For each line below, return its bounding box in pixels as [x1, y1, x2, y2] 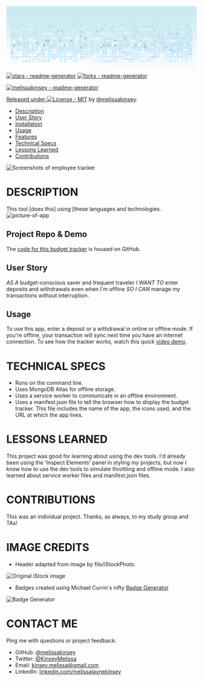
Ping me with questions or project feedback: [6, 637, 117, 644]
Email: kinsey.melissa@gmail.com [14, 662, 99, 669]
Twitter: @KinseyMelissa [14, 655, 77, 662]
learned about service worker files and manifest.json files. [6, 472, 151, 479]
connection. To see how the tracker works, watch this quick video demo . [6, 338, 187, 345]
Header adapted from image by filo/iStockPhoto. [14, 561, 136, 568]
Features [14, 133, 37, 140]
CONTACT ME [6, 617, 78, 631]
